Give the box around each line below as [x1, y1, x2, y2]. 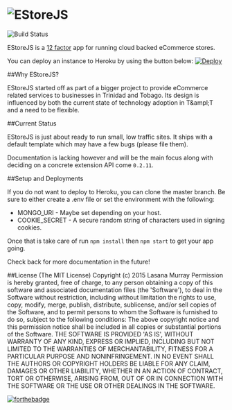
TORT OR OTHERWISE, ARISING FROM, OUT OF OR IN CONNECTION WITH [7, 374, 224, 382]
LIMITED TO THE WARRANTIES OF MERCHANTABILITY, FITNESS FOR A [7, 344, 213, 353]
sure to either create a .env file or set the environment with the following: [7, 195, 215, 203]
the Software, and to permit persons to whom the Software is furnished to [7, 307, 218, 316]
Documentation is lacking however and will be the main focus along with [7, 153, 213, 162]
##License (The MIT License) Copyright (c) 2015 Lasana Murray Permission [7, 271, 224, 279]
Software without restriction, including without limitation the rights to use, [7, 293, 217, 301]
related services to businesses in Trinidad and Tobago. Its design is [7, 91, 199, 99]
